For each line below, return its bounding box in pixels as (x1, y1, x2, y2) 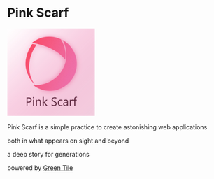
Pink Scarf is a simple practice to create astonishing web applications (7, 122, 208, 131)
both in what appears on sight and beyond (7, 136, 129, 145)
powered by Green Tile (7, 163, 73, 172)
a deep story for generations (7, 150, 90, 158)
